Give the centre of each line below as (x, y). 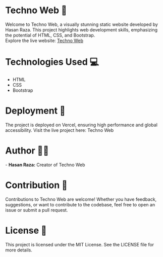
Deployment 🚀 (35, 111)
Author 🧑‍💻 (27, 151)
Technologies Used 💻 (52, 62)
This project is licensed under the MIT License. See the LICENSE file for (80, 244)
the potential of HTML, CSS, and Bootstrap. (50, 35)
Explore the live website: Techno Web (44, 41)
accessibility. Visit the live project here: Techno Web (60, 130)
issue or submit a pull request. (37, 210)
